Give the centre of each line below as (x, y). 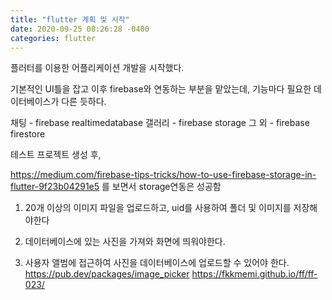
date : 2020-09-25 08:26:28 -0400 (80, 29)
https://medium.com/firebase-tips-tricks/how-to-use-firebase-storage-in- (163, 175)
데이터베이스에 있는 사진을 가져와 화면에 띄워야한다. (125, 242)
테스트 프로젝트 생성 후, (56, 155)
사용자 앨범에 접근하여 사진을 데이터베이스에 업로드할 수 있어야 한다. (157, 263)
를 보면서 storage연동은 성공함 (161, 187)
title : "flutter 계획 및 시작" (70, 19)
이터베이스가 (35, 102)
